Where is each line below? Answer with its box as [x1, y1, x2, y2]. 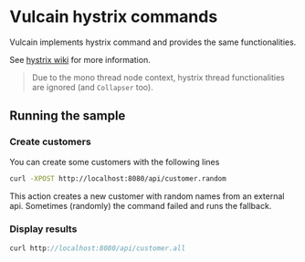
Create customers [9, 135, 91, 148]
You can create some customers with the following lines [9, 156, 220, 167]
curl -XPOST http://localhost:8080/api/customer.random [9, 173, 226, 183]
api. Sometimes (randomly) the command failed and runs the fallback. [9, 200, 272, 211]
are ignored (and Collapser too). [31, 81, 153, 92]
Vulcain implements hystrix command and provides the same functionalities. [9, 37, 297, 47]
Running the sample [9, 108, 126, 124]
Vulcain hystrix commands [9, 6, 218, 27]
